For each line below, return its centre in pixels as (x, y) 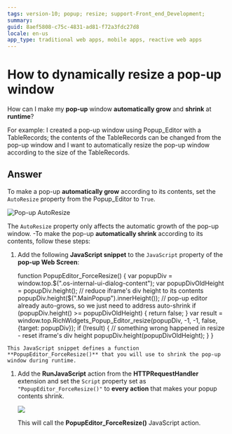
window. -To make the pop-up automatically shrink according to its (105, 233)
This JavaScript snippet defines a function (73, 348)
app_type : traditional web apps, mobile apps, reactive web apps (104, 40)
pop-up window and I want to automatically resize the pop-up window (109, 145)
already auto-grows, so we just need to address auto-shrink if (107, 305)
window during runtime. (42, 360)
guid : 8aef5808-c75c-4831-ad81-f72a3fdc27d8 (73, 27)
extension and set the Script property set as (82, 381)
